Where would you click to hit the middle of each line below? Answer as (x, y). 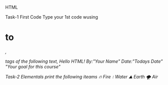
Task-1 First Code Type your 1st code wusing (52, 17)
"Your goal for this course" (33, 66)
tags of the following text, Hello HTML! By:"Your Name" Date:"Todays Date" (84, 61)
